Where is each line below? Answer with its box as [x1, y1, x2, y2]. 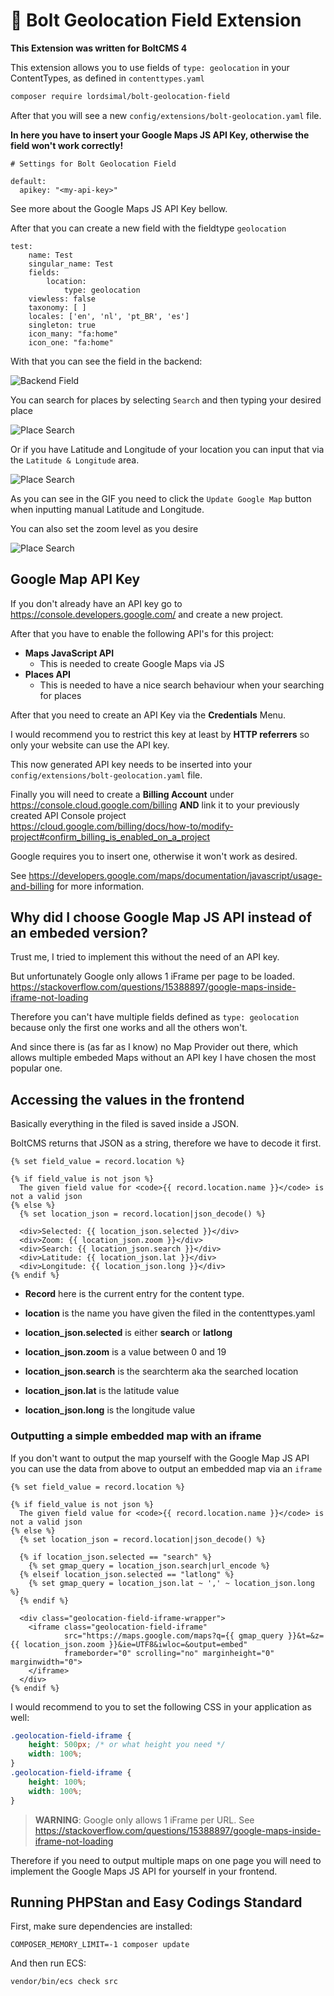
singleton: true [28, 320, 97, 330]
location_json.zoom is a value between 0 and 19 [24, 1346, 227, 1358]
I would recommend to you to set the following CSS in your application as [10, 1700, 312, 1713]
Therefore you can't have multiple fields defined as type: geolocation [10, 1011, 300, 1023]
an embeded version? [10, 925, 149, 942]
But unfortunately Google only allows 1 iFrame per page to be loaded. [10, 970, 295, 983]
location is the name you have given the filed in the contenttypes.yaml [24, 1307, 316, 1319]
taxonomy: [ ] [28, 302, 87, 313]
